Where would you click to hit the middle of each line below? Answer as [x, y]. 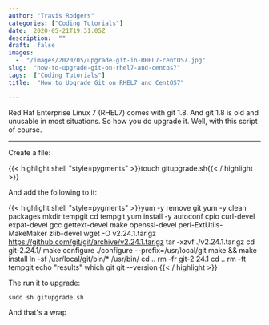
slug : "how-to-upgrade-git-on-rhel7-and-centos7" [94, 68]
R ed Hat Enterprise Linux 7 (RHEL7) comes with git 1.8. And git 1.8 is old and [133, 112]
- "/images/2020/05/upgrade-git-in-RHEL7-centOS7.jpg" [110, 61]
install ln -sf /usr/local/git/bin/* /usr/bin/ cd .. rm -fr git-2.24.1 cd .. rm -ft [127, 259]
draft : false [32, 46]
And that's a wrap [38, 312]
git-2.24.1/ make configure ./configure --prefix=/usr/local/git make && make [133, 250]
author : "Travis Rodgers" [51, 16]
